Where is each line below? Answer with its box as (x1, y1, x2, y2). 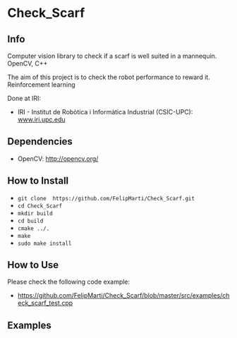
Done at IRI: (7, 94, 41, 102)
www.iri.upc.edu (17, 115, 66, 123)
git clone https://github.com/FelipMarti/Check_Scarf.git (17, 195, 195, 202)
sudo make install (17, 240, 72, 247)
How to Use (7, 259, 59, 271)
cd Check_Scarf (17, 203, 63, 210)
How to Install (7, 175, 69, 187)
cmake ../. (17, 224, 50, 232)
